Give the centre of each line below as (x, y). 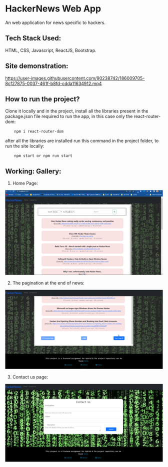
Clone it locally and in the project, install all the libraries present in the (77, 111)
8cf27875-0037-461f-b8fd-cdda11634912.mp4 (53, 83)
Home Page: (25, 183)
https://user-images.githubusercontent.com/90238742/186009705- (75, 78)
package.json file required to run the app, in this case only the (69, 116)
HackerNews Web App (53, 9)
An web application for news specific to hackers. (55, 22)
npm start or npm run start (43, 156)
